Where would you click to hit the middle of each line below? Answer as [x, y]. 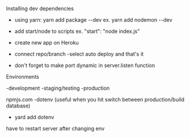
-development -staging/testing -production [58, 88]
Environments [23, 77]
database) [18, 106]
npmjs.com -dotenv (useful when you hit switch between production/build [95, 100]
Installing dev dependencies [40, 9]
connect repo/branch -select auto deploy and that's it [79, 54]
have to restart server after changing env [56, 128]
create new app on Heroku [46, 43]
